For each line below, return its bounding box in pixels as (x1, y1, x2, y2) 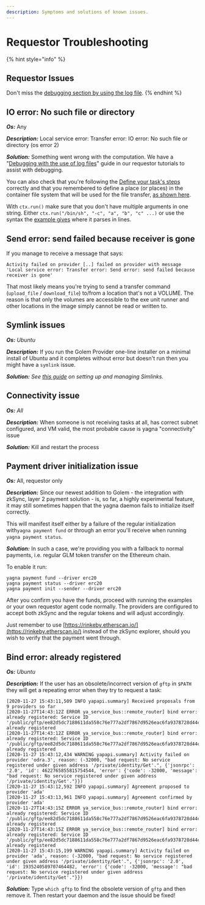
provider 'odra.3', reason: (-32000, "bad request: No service (6, 757, 171, 763)
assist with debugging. (6, 166, 63, 174)
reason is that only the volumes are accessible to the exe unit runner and (6, 296, 189, 303)
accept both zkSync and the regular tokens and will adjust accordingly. (6, 610, 185, 617)
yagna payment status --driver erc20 (6, 580, 103, 586)
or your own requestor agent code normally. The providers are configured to (6, 603, 198, 610)
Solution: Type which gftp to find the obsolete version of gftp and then (6, 885, 186, 893)
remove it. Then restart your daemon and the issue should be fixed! (6, 892, 176, 899)
